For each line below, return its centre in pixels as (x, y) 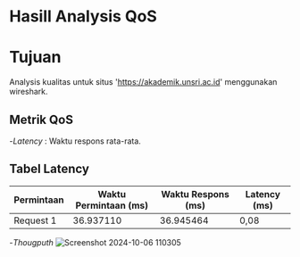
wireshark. (29, 92)
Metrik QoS (42, 119)
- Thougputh (31, 242)
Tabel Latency (49, 169)
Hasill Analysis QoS (83, 17)
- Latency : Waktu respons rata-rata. (75, 141)
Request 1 (35, 220)
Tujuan (35, 58)
